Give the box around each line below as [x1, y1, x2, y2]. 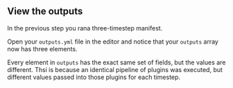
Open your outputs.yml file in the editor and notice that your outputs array [7, 37, 218, 46]
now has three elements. [7, 44, 78, 53]
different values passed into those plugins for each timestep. [7, 73, 181, 81]
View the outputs [7, 6, 83, 17]
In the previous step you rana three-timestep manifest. [7, 24, 163, 32]
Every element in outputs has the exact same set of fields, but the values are [7, 58, 226, 67]
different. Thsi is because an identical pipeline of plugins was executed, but [7, 65, 223, 73]
